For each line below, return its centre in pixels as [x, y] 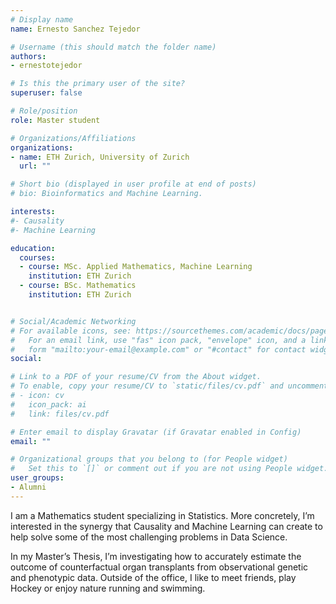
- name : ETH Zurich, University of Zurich [100, 157]
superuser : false [46, 93]
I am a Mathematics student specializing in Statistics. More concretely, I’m [162, 515]
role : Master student [55, 120]
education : [33, 248]
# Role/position [44, 111]
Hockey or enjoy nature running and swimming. [108, 588]
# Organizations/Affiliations [73, 138]
